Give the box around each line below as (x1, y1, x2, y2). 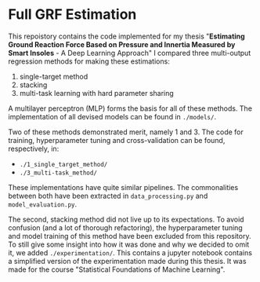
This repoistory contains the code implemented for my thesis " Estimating (8, 31, 245, 41)
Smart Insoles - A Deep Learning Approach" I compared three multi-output (8, 48, 251, 57)
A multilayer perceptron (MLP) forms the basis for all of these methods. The (8, 104, 253, 113)
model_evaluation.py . (8, 199, 78, 209)
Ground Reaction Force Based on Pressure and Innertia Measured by (8, 39, 236, 49)
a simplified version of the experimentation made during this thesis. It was (8, 256, 247, 266)
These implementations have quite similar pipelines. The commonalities (8, 182, 239, 192)
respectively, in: (8, 144, 60, 153)
